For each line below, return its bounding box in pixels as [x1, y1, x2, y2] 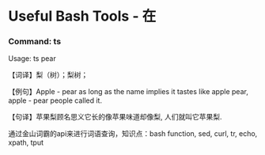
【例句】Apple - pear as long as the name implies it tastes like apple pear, [8, 87, 249, 96]
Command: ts [8, 36, 62, 47]
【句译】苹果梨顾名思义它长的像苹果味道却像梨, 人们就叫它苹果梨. [8, 112, 223, 122]
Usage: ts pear [8, 54, 57, 63]
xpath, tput [8, 138, 44, 147]
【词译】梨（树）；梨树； [8, 70, 89, 80]
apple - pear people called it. [8, 96, 103, 105]
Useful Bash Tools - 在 [8, 7, 157, 25]
